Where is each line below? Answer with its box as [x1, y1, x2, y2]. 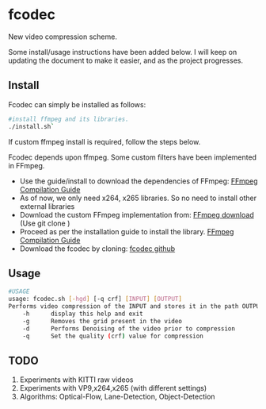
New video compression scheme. [8, 32, 117, 41]
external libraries [19, 201, 75, 211]
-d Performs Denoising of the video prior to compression [22, 324, 236, 333]
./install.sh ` [8, 122, 55, 130]
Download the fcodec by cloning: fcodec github [19, 244, 176, 253]
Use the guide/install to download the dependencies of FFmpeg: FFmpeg [19, 176, 258, 186]
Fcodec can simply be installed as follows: [8, 99, 146, 109]
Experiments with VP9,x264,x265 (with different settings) [19, 384, 207, 393]
